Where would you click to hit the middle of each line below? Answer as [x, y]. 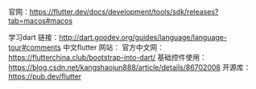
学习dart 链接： [34, 37]
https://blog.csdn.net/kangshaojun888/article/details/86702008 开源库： [130, 67]
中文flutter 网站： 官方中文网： [114, 47]
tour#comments [35, 47]
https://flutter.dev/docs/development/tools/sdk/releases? [124, 12]
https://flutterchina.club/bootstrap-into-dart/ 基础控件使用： [108, 57]
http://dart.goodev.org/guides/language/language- [143, 37]
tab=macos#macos [41, 21]
